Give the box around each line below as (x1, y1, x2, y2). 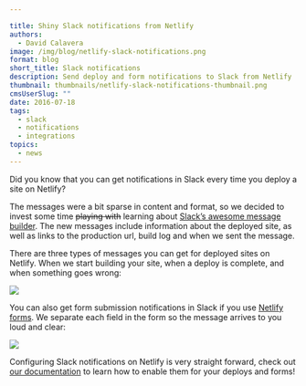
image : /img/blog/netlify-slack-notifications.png (9, 47, 206, 56)
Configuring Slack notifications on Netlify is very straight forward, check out (9, 356, 297, 367)
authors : (9, 29, 43, 39)
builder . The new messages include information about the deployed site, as (9, 220, 292, 231)
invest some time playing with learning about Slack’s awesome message (9, 211, 281, 222)
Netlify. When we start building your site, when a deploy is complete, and (9, 257, 285, 268)
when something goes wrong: (9, 266, 121, 278)
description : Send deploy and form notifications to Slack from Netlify (9, 72, 292, 82)
